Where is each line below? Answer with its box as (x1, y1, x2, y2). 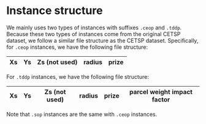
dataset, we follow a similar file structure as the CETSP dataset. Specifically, (6, 37, 199, 44)
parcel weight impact (129, 87, 193, 96)
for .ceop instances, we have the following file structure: (6, 43, 148, 51)
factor (151, 95, 170, 104)
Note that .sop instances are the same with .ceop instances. (6, 111, 158, 118)
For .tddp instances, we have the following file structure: (6, 73, 149, 80)
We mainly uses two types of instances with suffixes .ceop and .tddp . (6, 24, 182, 31)
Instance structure (6, 4, 103, 18)
